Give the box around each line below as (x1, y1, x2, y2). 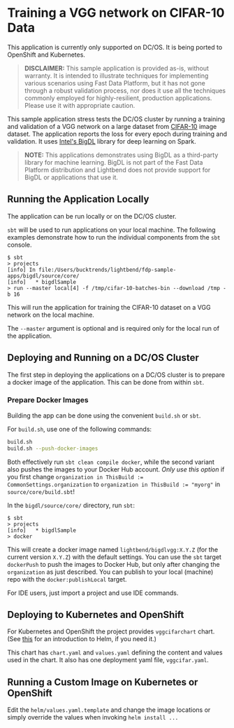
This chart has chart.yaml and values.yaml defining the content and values (7, 648, 223, 657)
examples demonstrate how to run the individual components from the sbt (7, 233, 221, 241)
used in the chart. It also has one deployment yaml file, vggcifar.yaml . (7, 656, 210, 664)
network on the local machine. (7, 310, 94, 319)
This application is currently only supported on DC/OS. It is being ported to (7, 43, 223, 51)
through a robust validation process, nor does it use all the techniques (24, 86, 226, 95)
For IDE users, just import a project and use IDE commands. (7, 589, 179, 597)
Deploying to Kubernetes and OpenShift (7, 609, 184, 621)
